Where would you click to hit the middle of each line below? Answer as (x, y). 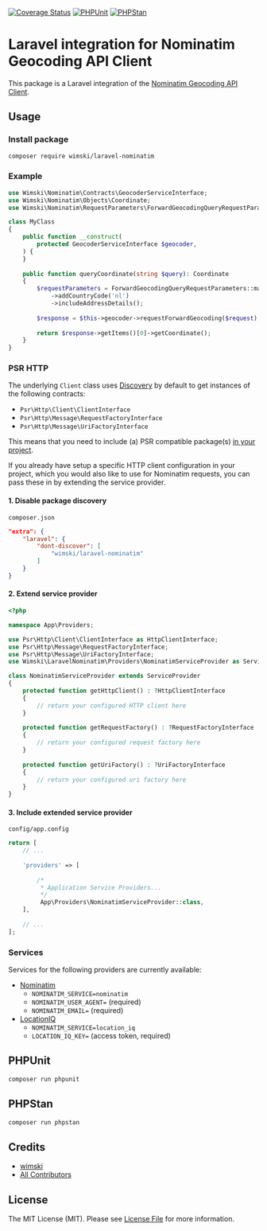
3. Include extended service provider (70, 812)
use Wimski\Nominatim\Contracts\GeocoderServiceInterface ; (108, 193)
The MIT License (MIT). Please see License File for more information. (121, 1219)
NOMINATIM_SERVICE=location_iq (83, 1028)
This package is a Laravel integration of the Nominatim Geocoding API (123, 83)
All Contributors (45, 1175)
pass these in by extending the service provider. (87, 482)
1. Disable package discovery (58, 501)
